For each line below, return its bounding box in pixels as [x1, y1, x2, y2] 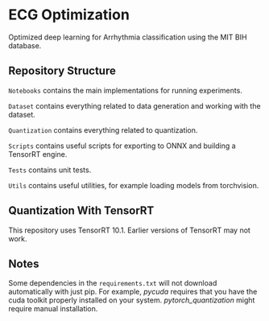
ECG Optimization [8, 6, 130, 24]
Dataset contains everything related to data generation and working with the [8, 101, 261, 110]
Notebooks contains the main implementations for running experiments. [8, 85, 243, 95]
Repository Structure [8, 64, 117, 78]
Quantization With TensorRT [8, 204, 155, 218]
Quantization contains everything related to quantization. [8, 125, 198, 134]
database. [8, 40, 42, 50]
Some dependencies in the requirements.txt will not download [8, 278, 217, 288]
